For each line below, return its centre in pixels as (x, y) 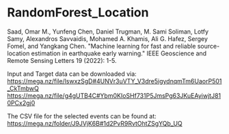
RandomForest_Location (78, 13)
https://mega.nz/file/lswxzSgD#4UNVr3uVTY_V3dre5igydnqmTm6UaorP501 (114, 81)
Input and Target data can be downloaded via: (72, 74)
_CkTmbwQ (23, 88)
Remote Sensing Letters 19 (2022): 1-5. (62, 60)
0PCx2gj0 (21, 103)
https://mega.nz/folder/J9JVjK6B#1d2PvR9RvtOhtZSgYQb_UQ (95, 123)
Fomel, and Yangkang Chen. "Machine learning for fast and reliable (102, 46)
